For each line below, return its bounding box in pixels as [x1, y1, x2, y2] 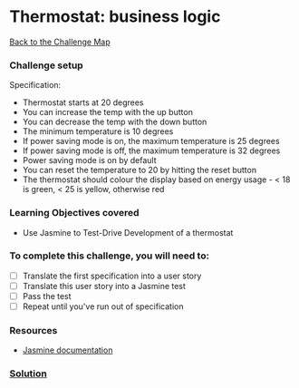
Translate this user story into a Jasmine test [22, 280, 186, 291]
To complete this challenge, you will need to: [9, 249, 210, 262]
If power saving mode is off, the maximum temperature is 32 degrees [22, 145, 281, 156]
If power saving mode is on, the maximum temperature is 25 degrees [22, 136, 280, 147]
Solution [9, 367, 48, 380]
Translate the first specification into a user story [22, 270, 202, 281]
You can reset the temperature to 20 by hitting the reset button [22, 165, 256, 176]
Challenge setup [9, 59, 83, 72]
